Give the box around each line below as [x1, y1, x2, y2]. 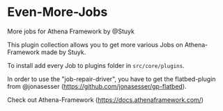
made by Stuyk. [40, 48, 86, 56]
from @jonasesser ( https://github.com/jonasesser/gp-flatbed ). [7, 82, 187, 90]
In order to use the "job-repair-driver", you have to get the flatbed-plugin [7, 74, 216, 83]
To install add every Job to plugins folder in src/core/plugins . [7, 61, 185, 69]
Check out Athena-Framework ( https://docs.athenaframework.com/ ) [7, 95, 204, 104]
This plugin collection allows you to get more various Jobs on [7, 40, 183, 49]
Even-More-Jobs [7, 4, 108, 20]
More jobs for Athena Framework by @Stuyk [7, 27, 134, 35]
